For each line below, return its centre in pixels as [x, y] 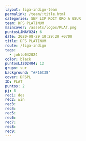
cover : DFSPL [18, 77]
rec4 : [10, 109]
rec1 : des [15, 95]
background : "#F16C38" [28, 73]
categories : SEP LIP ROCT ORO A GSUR [43, 18]
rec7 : [10, 122]
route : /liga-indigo [26, 46]
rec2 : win [15, 100]
